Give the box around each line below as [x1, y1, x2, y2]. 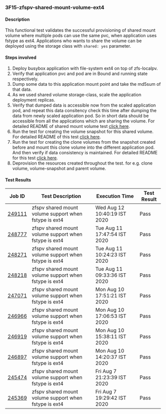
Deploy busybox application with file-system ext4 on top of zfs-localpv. [12, 65, 158, 71]
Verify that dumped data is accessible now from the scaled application [12, 102, 156, 108]
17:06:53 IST [95, 312, 127, 319]
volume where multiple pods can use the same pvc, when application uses [5, 33, 157, 39]
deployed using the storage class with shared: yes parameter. [5, 43, 131, 49]
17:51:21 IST [95, 292, 127, 299]
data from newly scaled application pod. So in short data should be [12, 113, 149, 119]
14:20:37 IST [95, 354, 127, 360]
